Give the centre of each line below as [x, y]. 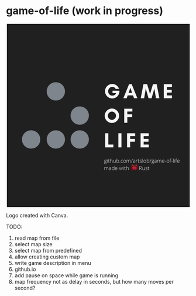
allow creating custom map [47, 257]
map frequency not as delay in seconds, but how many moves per [94, 281]
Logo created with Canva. [37, 215]
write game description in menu [53, 263]
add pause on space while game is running [66, 275]
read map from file [37, 238]
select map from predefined [48, 250]
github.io [25, 269]
